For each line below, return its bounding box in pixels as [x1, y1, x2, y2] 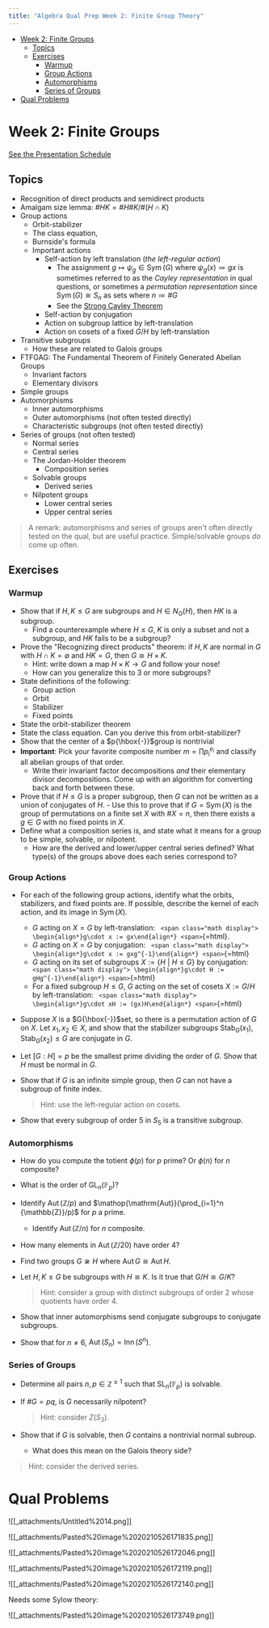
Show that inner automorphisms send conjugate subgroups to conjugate [19, 1311, 261, 1322]
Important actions [32, 246, 91, 255]
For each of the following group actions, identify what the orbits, [19, 890, 234, 900]
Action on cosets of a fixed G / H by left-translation [44, 327, 210, 336]
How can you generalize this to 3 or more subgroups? [32, 668, 212, 677]
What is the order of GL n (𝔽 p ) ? [19, 1179, 120, 1191]
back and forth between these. [32, 782, 135, 792]
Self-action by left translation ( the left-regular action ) [44, 254, 221, 264]
